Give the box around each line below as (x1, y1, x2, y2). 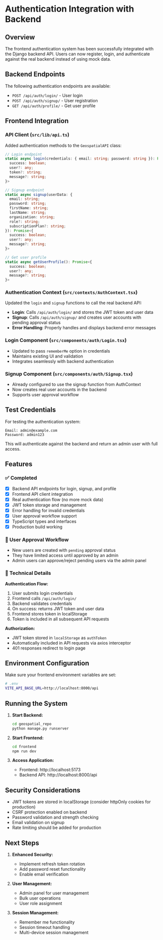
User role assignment (19, 901, 62, 907)
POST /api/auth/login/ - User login (12, 92, 83, 98)
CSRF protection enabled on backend (12, 809, 87, 815)
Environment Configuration (5, 659, 89, 667)
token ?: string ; (9, 170, 42, 175)
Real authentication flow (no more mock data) (12, 496, 103, 502)
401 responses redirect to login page (12, 645, 86, 651)
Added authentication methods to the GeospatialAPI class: (5, 142, 122, 148)
